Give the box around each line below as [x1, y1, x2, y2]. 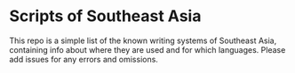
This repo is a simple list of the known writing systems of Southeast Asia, [9, 35, 277, 46]
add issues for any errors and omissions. [9, 54, 158, 64]
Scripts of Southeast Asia [9, 6, 202, 26]
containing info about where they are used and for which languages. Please [9, 44, 286, 55]
